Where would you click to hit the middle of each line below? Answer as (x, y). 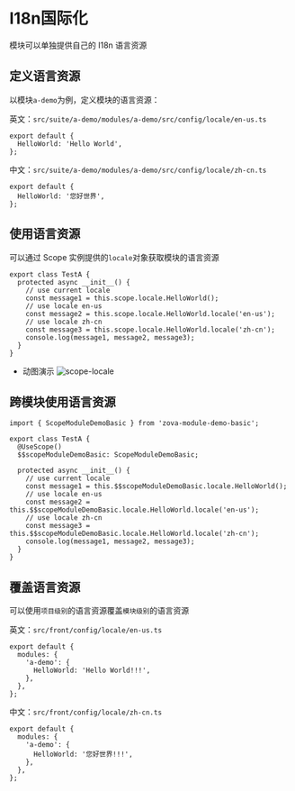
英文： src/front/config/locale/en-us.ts (86, 630)
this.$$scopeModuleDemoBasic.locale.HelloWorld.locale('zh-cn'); (134, 534)
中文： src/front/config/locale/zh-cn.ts (86, 712)
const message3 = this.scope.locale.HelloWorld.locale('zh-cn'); (151, 330)
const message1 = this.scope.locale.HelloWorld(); (122, 298)
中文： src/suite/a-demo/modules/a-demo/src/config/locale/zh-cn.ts (138, 169)
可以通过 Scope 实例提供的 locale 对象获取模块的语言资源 (114, 257)
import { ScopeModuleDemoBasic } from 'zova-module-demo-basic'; (134, 423)
